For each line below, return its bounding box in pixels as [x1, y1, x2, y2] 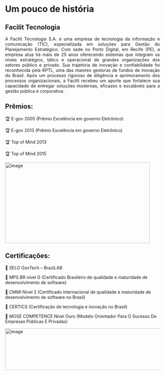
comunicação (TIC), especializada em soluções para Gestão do [5, 41, 160, 47]
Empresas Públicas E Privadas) [5, 318, 68, 324]
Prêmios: [5, 102, 33, 111]
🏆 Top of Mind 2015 [5, 151, 47, 157]
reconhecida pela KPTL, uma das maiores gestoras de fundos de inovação [5, 67, 160, 73]
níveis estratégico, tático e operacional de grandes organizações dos [5, 57, 160, 62]
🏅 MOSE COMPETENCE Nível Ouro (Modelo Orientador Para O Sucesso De [5, 313, 157, 319]
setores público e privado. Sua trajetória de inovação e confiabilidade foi [5, 62, 160, 68]
